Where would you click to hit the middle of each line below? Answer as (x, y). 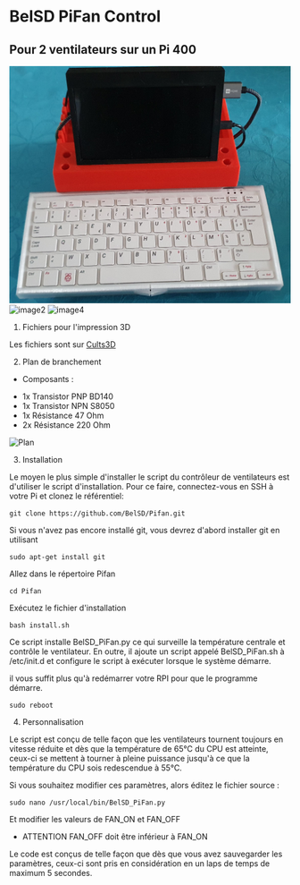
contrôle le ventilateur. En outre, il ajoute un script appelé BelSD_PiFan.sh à (147, 651)
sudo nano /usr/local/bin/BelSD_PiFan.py (87, 803)
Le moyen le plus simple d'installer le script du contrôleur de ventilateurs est (150, 477)
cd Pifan (25, 591)
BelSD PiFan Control (85, 17)
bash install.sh (39, 625)
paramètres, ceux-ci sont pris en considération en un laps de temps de (140, 863)
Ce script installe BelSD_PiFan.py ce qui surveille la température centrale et (147, 642)
